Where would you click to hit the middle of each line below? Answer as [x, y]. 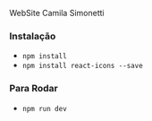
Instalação [33, 36]
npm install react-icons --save [82, 66]
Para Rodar [34, 89]
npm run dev [44, 108]
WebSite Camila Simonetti [57, 13]
